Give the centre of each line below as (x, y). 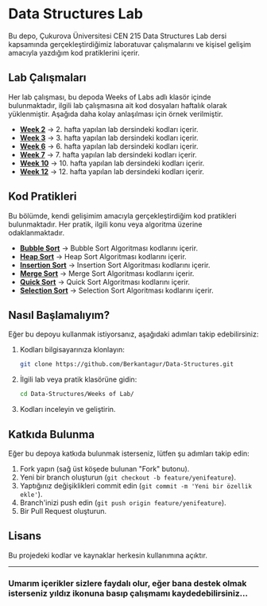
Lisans (25, 536)
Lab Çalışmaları (47, 78)
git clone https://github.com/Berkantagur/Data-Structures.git (127, 364)
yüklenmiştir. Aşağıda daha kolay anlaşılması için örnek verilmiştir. (116, 114)
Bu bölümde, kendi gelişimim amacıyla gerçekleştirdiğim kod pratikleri (122, 216)
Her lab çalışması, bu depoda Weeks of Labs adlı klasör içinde (110, 97)
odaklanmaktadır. (37, 232)
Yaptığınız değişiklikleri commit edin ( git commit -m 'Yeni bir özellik (136, 485)
